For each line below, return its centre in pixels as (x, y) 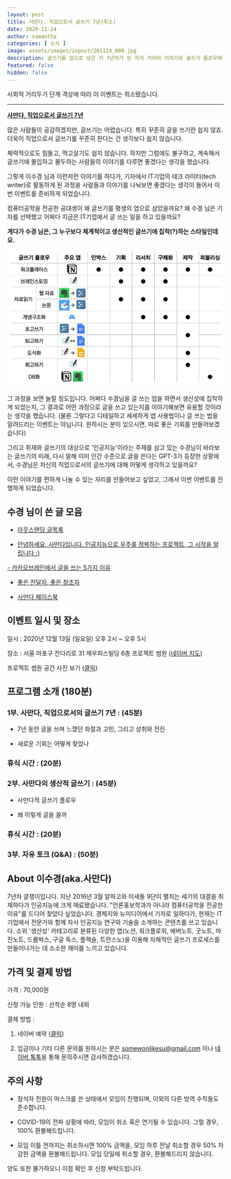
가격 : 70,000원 (28, 990)
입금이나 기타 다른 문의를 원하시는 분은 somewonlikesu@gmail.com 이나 (115, 1048)
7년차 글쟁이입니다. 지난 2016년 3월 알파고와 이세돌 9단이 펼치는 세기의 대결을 (112, 897)
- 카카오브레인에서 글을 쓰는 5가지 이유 (59, 567)
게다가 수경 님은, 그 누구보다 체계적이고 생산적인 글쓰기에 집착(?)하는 (98, 231)
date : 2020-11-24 (32, 29)
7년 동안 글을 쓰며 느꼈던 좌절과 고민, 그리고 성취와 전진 (91, 729)
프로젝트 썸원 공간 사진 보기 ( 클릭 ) (53, 667)
